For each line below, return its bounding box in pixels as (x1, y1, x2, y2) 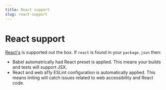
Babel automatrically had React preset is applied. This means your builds (12, 59, 161, 65)
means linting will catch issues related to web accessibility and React (12, 75, 154, 81)
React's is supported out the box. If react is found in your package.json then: (5, 49, 162, 55)
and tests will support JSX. (12, 64, 67, 70)
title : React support (5, 7, 50, 12)
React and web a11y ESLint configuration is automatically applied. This (12, 70, 156, 76)
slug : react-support (5, 12, 48, 17)
